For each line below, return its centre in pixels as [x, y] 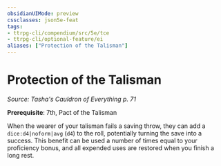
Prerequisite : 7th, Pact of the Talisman [62, 112]
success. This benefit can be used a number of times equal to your [103, 140]
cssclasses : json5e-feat [43, 20]
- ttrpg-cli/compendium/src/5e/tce [58, 33]
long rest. [21, 155]
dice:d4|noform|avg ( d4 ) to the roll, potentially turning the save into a [105, 133]
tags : [15, 26]
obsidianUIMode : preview [43, 13]
